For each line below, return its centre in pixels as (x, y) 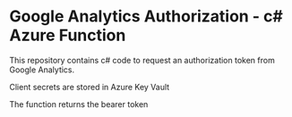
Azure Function (68, 35)
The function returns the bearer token (79, 104)
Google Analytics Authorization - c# (146, 17)
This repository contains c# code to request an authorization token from (142, 60)
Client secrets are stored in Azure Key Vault (90, 87)
